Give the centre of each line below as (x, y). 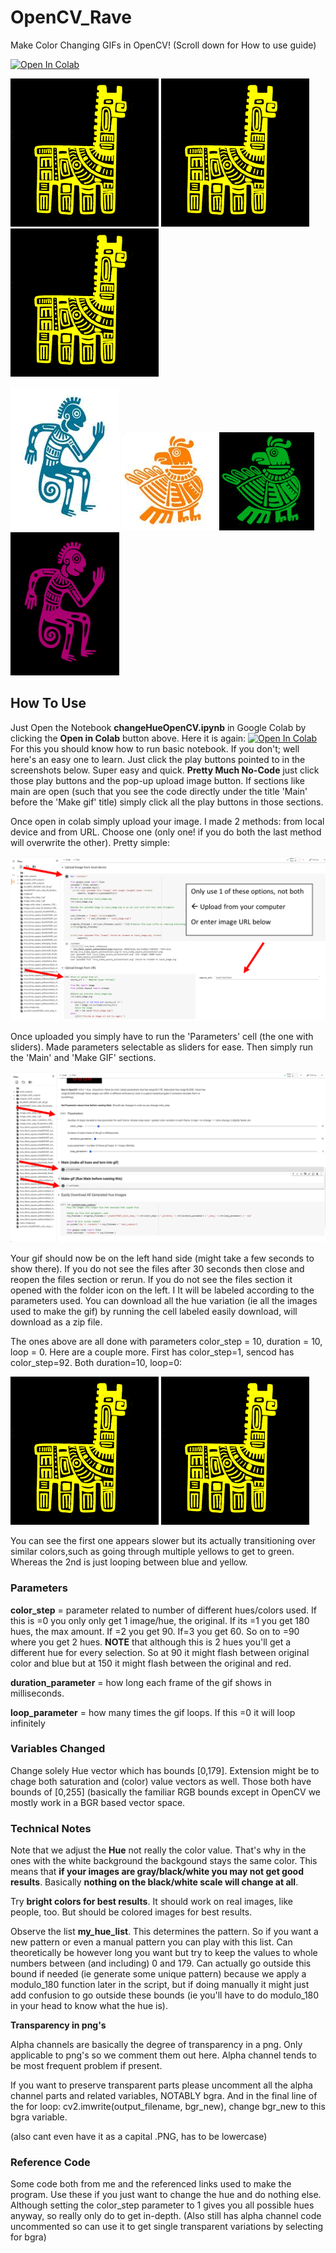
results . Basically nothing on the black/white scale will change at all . (154, 1882)
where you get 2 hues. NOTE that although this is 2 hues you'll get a (151, 1642)
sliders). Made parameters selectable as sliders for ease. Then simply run (161, 1047)
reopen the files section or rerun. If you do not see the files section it (151, 1280)
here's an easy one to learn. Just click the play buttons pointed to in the (158, 759)
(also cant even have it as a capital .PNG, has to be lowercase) (139, 2137)
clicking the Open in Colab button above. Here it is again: (128, 738)
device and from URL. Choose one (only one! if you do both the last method (166, 832)
